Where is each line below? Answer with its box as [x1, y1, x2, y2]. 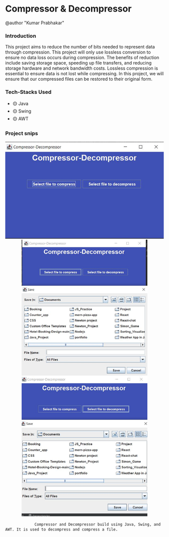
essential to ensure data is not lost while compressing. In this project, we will [5, 71, 164, 77]
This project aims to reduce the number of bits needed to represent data [5, 44, 155, 50]
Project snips [5, 130, 38, 137]
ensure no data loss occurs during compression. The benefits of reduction [5, 55, 159, 61]
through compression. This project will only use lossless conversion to [5, 49, 151, 56]
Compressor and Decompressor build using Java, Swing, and [34, 522, 161, 527]
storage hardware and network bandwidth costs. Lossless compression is [5, 65, 158, 71]
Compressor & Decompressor [5, 3, 132, 15]
